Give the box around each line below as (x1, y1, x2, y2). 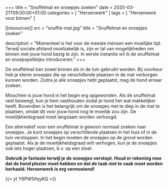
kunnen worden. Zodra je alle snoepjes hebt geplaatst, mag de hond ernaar (5, 77, 162, 83)
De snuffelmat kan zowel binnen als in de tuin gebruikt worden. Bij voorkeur (5, 66, 163, 72)
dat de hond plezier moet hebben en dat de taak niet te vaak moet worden (5, 161, 163, 167)
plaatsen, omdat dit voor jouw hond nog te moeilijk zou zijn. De (5, 109, 137, 114)
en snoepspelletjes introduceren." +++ (5, 56, 86, 63)
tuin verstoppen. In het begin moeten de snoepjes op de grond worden (5, 135, 153, 140)
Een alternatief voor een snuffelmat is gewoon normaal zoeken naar (5, 124, 147, 130)
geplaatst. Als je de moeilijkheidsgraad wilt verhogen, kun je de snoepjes (5, 140, 157, 146)
